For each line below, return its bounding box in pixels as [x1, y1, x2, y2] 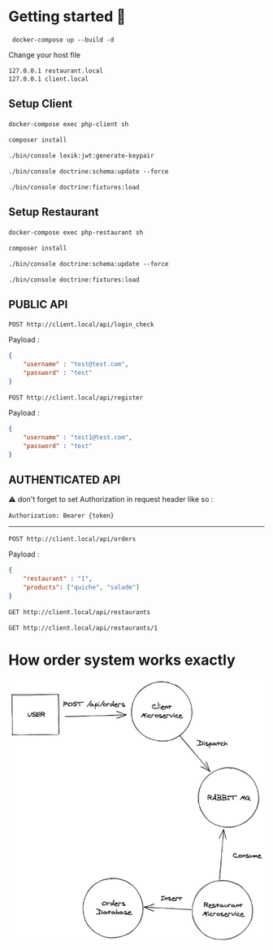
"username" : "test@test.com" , [23, 360, 129, 368]
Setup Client [8, 97, 73, 111]
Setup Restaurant [8, 205, 99, 219]
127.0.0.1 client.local [8, 75, 89, 83]
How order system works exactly [8, 651, 236, 669]
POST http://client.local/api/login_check [8, 320, 154, 329]
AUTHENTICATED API [8, 473, 120, 486]
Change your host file [8, 50, 81, 59]
